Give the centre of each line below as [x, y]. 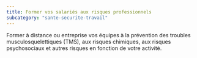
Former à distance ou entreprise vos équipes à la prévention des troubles [98, 35]
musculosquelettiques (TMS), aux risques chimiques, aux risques [89, 42]
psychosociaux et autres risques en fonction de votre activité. [84, 48]
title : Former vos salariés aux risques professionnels [79, 12]
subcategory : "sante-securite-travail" [57, 18]
